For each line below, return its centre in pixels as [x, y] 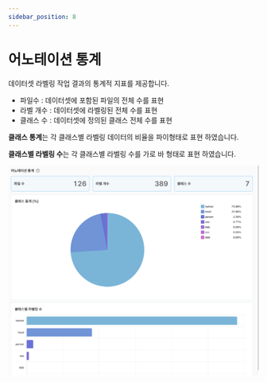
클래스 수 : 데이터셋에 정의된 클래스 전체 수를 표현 [96, 120]
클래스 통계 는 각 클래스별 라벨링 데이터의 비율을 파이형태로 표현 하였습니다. [124, 137]
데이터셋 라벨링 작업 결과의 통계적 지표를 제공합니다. [89, 83]
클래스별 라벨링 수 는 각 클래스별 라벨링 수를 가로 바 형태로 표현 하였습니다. [122, 154]
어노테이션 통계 [55, 59]
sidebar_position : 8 [43, 17]
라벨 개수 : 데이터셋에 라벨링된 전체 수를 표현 [89, 110]
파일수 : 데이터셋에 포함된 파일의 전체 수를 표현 [92, 100]
